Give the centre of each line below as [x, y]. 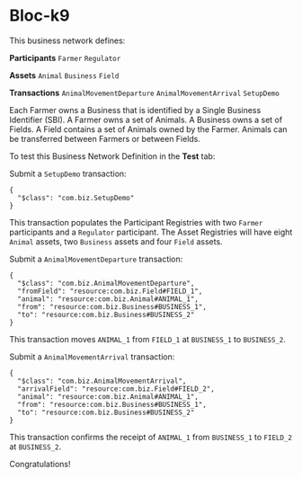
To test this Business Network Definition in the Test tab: [112, 156]
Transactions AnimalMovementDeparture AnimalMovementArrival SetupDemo [145, 93]
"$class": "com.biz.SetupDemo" [76, 198]
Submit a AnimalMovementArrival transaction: [92, 357]
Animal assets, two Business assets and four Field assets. [116, 241]
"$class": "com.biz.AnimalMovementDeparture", [106, 283]
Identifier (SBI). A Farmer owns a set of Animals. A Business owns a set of [146, 119]
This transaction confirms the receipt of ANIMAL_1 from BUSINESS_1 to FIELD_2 [151, 437]
